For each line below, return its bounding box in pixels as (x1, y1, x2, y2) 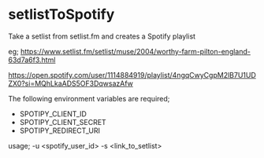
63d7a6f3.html (8, 55, 56, 64)
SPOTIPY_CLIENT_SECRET (19, 117, 106, 127)
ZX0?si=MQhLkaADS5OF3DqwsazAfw (8, 79, 134, 88)
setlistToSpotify (8, 6, 115, 24)
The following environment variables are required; (8, 94, 170, 103)
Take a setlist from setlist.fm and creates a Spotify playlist (8, 31, 195, 41)
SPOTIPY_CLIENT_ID (19, 108, 87, 119)
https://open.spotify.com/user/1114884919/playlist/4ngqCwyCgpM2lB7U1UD (8, 70, 256, 79)
